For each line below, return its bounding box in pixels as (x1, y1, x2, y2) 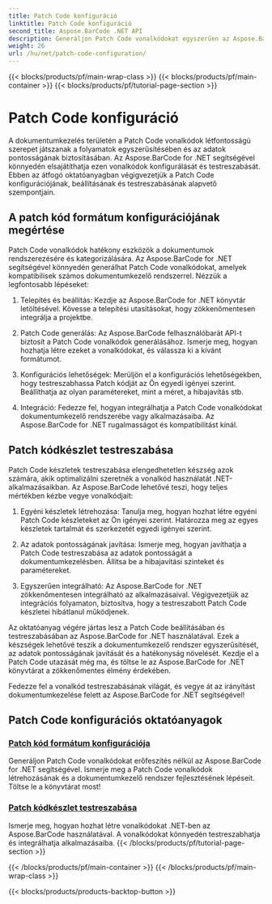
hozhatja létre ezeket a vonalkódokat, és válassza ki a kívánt (19, 345, 222, 355)
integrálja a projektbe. (19, 312, 93, 322)
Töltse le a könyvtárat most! (8, 782, 101, 791)
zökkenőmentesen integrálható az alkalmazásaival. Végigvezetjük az (19, 589, 249, 599)
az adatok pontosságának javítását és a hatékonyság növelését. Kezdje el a (8, 648, 259, 658)
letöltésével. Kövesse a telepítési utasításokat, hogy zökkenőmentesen (19, 303, 256, 313)
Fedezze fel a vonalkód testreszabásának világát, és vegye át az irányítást (8, 681, 256, 691)
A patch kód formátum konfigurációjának (8, 211, 220, 225)
